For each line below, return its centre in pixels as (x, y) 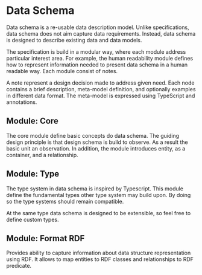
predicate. (19, 266)
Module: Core (32, 121)
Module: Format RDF (46, 238)
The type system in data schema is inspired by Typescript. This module (95, 189)
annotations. (22, 102)
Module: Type (33, 174)
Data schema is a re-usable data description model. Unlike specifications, (98, 27)
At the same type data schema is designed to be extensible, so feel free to (99, 213)
